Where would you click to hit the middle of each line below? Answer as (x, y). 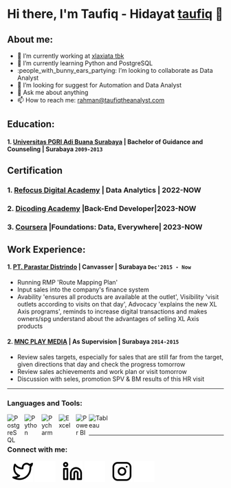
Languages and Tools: (45, 403)
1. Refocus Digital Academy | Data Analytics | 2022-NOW (104, 190)
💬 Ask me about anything (53, 92)
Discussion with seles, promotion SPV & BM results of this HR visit (111, 379)
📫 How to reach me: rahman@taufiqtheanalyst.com (91, 100)
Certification (35, 171)
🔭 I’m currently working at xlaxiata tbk (70, 56)
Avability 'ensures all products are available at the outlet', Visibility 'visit (118, 297)
